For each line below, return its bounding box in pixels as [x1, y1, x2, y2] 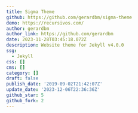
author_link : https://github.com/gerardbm [6, 31, 114, 37]
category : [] [6, 70, 39, 76]
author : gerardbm [6, 25, 50, 32]
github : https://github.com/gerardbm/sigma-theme [6, 14, 133, 20]
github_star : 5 [6, 92, 44, 98]
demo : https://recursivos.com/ [6, 20, 84, 26]
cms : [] [6, 64, 26, 71]
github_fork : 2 [6, 97, 44, 103]
